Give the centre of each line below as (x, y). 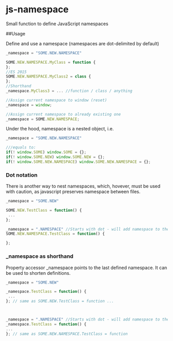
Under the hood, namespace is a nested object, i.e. (60, 129)
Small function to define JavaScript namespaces (57, 24)
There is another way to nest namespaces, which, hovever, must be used (83, 186)
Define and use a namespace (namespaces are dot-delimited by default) (83, 43)
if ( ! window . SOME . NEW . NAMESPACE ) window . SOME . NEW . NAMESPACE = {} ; (78, 162)
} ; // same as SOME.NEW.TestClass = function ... (60, 301)
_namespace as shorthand (40, 256)
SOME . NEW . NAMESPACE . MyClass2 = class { (49, 77)
